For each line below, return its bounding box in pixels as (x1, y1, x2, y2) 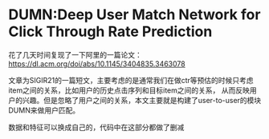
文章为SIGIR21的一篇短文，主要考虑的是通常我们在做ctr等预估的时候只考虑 (8, 75, 255, 85)
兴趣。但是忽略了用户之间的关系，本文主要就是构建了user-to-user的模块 (22, 95, 262, 105)
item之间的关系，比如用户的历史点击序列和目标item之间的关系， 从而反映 (8, 85, 251, 95)
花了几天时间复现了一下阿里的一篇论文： (8, 50, 142, 59)
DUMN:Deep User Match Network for (8, 6, 261, 24)
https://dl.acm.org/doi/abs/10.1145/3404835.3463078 (8, 58, 186, 69)
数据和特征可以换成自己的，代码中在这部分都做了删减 (8, 122, 185, 132)
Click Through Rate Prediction (8, 22, 213, 41)
